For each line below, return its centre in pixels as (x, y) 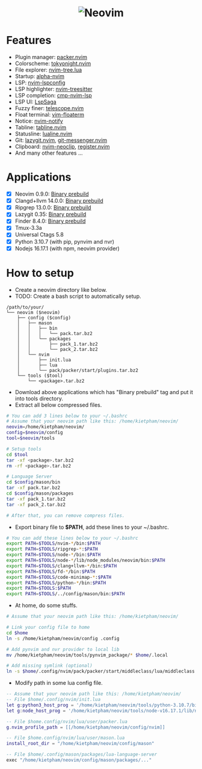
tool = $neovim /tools (31, 438)
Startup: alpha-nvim (40, 76)
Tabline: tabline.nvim (41, 128)
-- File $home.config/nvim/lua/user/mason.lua (66, 738)
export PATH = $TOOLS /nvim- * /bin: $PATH (54, 544)
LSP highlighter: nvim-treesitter (54, 89)
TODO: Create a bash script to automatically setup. (78, 296)
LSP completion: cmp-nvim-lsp (53, 96)
